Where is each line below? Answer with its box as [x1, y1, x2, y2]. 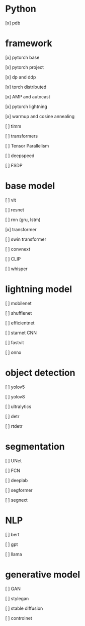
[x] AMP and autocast [5, 93, 50, 99]
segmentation [5, 440, 65, 452]
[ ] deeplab [5, 477, 28, 483]
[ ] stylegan [5, 595, 29, 601]
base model [5, 180, 55, 192]
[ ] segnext [5, 497, 28, 503]
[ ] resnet [5, 206, 24, 213]
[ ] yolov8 [5, 393, 25, 399]
